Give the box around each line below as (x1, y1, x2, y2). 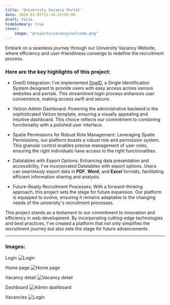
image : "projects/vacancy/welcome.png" (14, 31, 99, 36)
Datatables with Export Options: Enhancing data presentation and (12, 158, 149, 164)
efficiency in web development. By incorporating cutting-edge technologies (5, 215, 163, 221)
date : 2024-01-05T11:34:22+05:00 (5, 12, 76, 17)
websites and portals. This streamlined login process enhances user (12, 91, 155, 97)
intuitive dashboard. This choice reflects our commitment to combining (12, 117, 160, 123)
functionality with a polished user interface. (12, 122, 103, 128)
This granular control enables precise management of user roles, (12, 142, 148, 148)
